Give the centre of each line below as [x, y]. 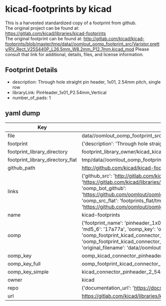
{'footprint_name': [102, 223]
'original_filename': [104, 248]
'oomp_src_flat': [100, 201]
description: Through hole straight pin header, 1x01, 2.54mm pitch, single [86, 82]
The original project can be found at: [42, 28]
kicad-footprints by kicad [59, 9]
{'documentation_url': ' [108, 288]
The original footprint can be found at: [44, 39]
